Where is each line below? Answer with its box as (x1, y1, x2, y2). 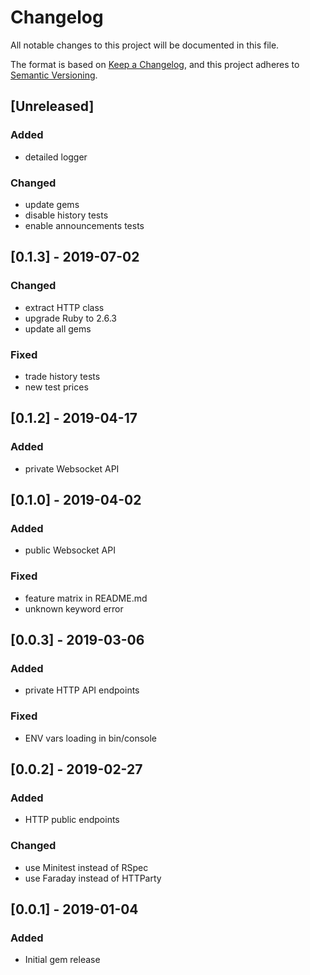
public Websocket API (24, 544, 116, 556)
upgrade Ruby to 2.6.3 (24, 312, 117, 324)
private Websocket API (24, 462, 120, 475)
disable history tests (24, 209, 109, 221)
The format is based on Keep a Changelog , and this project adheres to (10, 58, 300, 70)
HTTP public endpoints (24, 814, 120, 826)
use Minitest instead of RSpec (24, 861, 149, 873)
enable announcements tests (24, 219, 145, 231)
